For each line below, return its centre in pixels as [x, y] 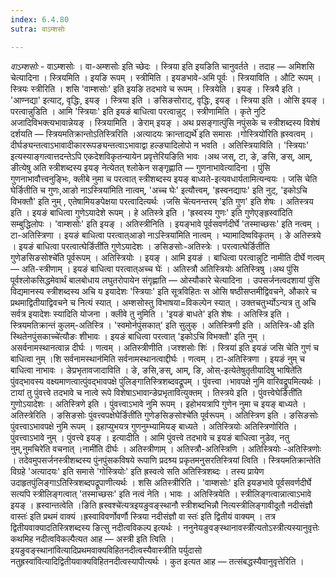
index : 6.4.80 [40, 19]
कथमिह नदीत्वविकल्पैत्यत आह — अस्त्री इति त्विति [88, 538]
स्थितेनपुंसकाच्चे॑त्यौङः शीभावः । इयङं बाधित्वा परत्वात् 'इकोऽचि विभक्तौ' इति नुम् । [138, 336]
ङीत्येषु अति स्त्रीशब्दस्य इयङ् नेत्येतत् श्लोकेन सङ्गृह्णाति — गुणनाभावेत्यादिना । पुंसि [140, 167]
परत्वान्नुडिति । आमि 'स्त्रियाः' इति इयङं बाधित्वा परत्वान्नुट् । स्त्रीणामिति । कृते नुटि [138, 111]
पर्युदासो [190, 550]
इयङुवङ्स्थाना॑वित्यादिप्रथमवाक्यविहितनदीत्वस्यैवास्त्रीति [93, 550]
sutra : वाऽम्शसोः [38, 29]
